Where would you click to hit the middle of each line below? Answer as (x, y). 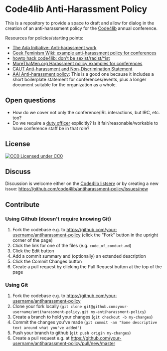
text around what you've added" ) (47, 328)
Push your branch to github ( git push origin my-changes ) (72, 333)
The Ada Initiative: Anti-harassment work (54, 47)
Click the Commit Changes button (47, 262)
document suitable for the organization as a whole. (65, 85)
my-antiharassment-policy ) (118, 312)
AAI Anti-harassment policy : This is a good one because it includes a (83, 74)
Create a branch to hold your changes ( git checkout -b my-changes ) (83, 317)
